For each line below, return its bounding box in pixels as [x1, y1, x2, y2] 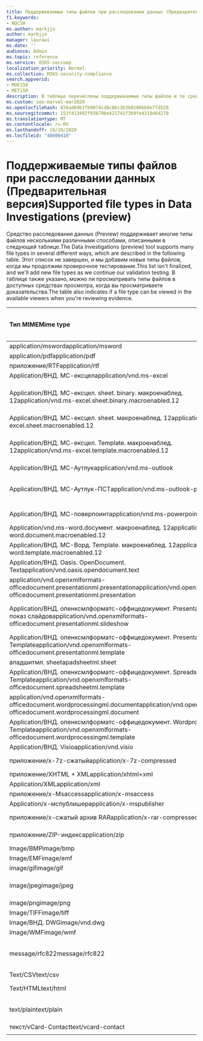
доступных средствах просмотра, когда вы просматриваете [6, 281, 163, 289]
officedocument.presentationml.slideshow [9, 619, 129, 628]
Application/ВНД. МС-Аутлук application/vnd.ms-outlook [9, 464, 173, 472]
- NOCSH [6, 20, 26, 26]
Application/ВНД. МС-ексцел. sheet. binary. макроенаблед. [9, 389, 183, 397]
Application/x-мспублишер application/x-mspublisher [9, 800, 164, 808]
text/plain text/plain [9, 1005, 63, 1014]
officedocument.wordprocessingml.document [9, 700, 140, 709]
